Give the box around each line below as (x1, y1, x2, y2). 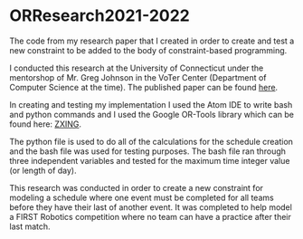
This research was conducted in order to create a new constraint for (9, 182, 264, 193)
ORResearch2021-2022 (9, 5, 190, 26)
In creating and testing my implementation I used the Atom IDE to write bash (9, 99, 293, 110)
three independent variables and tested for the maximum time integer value (9, 155, 290, 166)
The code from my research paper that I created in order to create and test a (9, 35, 295, 46)
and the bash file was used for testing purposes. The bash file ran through (9, 146, 287, 157)
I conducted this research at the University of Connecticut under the (9, 62, 264, 73)
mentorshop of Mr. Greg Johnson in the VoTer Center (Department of (9, 72, 267, 82)
